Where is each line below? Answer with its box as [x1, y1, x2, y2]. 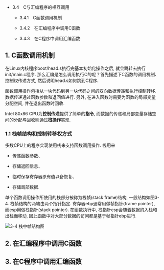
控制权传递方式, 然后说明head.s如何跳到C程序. [5, 78, 99, 83]
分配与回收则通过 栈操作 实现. [13, 117, 71, 123]
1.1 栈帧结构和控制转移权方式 [5, 130, 72, 137]
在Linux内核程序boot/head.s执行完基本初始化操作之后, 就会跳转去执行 [5, 65, 146, 71]
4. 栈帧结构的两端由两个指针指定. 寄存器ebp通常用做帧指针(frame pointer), [5, 201, 155, 207]
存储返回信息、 [12, 163, 43, 169]
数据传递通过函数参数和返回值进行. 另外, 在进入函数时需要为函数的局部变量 [5, 94, 156, 100]
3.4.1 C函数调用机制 [19, 15, 62, 21]
